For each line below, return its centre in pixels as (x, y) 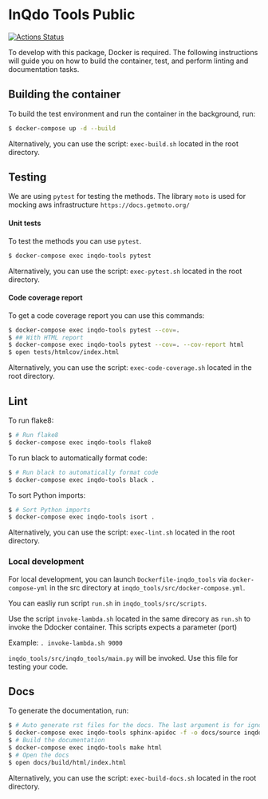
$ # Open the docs (39, 755)
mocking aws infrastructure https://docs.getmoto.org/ (99, 205)
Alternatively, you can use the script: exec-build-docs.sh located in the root (132, 777)
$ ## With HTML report (46, 337)
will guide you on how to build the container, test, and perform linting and (128, 61)
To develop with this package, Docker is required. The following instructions (133, 52)
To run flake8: (31, 420)
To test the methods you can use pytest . (75, 240)
